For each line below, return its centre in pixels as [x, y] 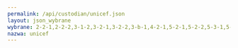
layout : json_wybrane [39, 20]
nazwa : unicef [28, 34]
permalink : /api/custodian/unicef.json [66, 14]
